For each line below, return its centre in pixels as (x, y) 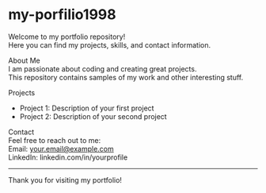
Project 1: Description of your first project (87, 108)
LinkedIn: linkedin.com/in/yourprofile (68, 157)
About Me (25, 60)
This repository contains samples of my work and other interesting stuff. (126, 77)
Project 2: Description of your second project (93, 116)
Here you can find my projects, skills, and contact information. (110, 44)
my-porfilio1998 (62, 15)
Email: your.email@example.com (61, 149)
